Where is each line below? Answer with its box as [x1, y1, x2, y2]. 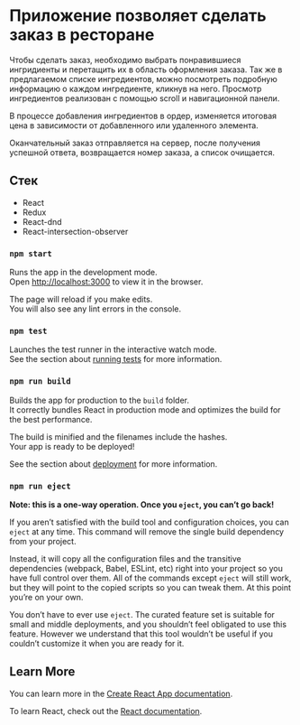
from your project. [9, 535, 77, 546]
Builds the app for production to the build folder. [9, 395, 190, 405]
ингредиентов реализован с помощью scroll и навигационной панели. [9, 92, 280, 104]
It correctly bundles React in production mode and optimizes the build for [9, 404, 281, 415]
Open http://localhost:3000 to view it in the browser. [9, 276, 204, 287]
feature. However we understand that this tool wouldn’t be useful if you [9, 628, 273, 639]
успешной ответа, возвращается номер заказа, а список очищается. [9, 146, 276, 158]
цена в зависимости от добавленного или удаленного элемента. [9, 119, 259, 131]
